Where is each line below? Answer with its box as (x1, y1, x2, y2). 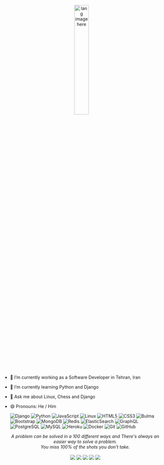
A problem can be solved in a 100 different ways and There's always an (11, 434, 159, 439)
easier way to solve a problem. (53, 439, 117, 445)
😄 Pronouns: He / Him (9, 404, 56, 409)
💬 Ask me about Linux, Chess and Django (9, 394, 95, 400)
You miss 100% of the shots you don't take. (40, 444, 130, 450)
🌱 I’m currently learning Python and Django (9, 384, 99, 390)
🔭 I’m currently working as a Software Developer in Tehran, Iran (9, 375, 141, 380)
